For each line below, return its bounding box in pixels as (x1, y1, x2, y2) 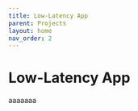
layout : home (8, 27, 52, 35)
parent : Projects (8, 19, 67, 27)
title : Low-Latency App (8, 11, 89, 20)
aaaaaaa (8, 96, 37, 105)
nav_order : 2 (8, 34, 52, 43)
